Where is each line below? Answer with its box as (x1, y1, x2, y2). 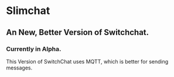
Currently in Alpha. (6, 45, 62, 53)
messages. (6, 64, 33, 71)
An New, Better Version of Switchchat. (6, 27, 149, 37)
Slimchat (6, 4, 50, 17)
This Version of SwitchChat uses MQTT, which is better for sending (6, 58, 169, 65)
